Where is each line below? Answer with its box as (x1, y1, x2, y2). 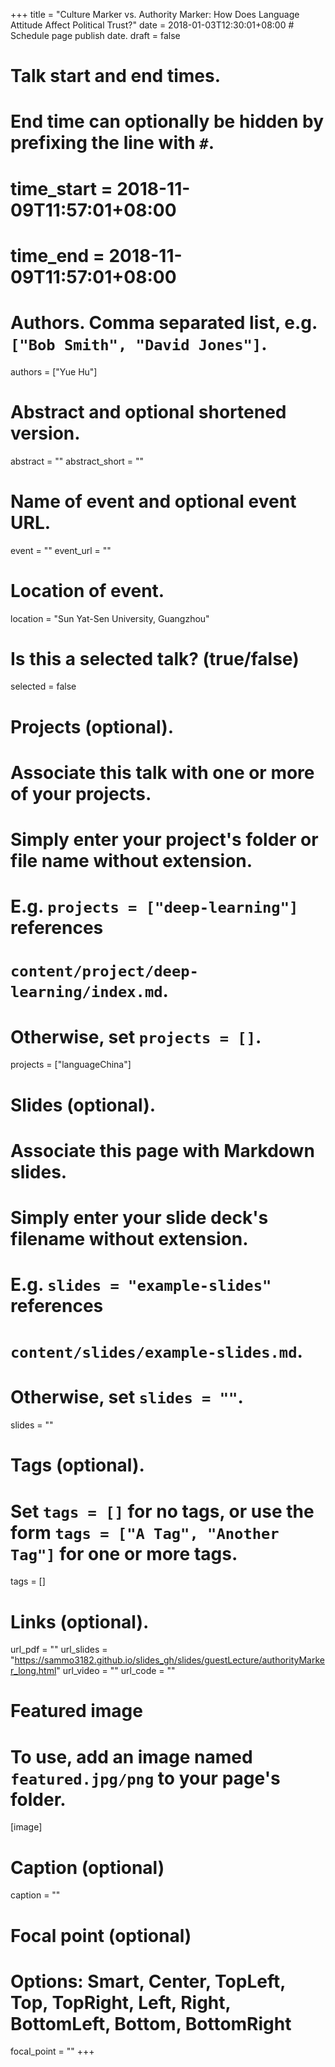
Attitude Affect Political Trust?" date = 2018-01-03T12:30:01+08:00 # (10, 19, 295, 31)
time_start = (10, 177, 113, 200)
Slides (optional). (10, 1094, 157, 1116)
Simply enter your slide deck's (10, 1206, 269, 1229)
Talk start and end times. (10, 65, 221, 88)
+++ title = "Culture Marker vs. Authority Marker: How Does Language (10, 9, 300, 20)
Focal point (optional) (10, 1924, 192, 1947)
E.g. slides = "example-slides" (10, 1274, 272, 1296)
